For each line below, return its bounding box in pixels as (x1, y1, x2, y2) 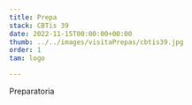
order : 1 (9, 46, 42, 55)
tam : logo (9, 54, 46, 63)
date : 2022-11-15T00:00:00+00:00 (9, 29, 133, 38)
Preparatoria (9, 86, 55, 96)
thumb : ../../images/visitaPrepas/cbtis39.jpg (9, 37, 184, 47)
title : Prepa (9, 12, 58, 22)
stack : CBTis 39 (9, 21, 69, 30)
